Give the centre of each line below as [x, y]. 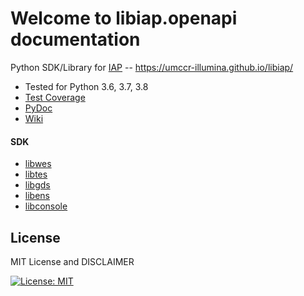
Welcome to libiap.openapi [124, 18]
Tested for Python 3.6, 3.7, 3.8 [86, 86]
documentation [75, 39]
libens [37, 196]
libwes [38, 164]
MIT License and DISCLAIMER [72, 261]
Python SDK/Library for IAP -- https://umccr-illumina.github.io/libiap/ [152, 67]
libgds [37, 185]
